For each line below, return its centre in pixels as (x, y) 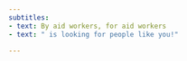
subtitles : (29, 17)
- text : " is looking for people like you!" (93, 34)
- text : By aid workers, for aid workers (88, 26)
